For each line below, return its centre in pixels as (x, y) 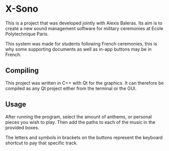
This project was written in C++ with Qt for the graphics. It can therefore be (85, 83)
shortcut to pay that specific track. (42, 143)
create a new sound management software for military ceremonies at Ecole (84, 28)
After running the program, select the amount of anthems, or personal (79, 117)
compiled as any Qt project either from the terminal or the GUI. (71, 88)
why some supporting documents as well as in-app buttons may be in (79, 49)
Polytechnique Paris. (27, 34)
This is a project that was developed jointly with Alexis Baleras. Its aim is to (84, 23)
